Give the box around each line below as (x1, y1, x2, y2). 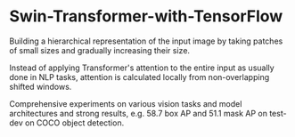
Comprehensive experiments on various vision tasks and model (9, 98, 242, 109)
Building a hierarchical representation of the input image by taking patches (9, 36, 283, 46)
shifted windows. (9, 81, 72, 92)
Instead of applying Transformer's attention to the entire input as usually (9, 62, 275, 73)
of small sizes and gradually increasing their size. (9, 44, 190, 55)
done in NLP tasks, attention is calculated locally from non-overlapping (9, 71, 270, 82)
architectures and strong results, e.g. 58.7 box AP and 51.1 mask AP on (9, 108, 267, 118)
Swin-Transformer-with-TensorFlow (9, 6, 283, 27)
